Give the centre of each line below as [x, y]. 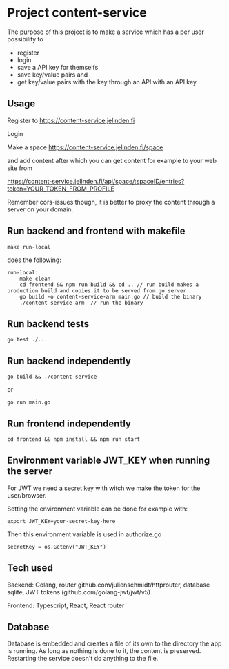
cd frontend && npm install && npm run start [73, 440]
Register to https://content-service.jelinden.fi [71, 120]
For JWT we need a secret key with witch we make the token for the [104, 488]
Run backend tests [48, 324]
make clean [35, 279]
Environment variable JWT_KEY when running [109, 461]
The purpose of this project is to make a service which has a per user [106, 32]
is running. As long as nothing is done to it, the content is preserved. [104, 651]
